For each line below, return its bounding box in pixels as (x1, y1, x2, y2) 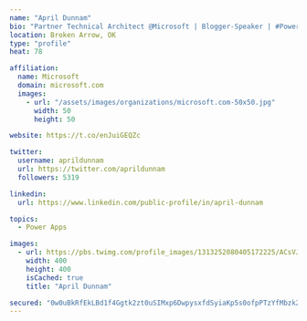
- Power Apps (17, 223, 68, 233)
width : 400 (26, 256, 68, 265)
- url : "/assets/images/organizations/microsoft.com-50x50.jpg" (26, 98, 276, 107)
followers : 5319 (17, 172, 79, 182)
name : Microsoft (17, 72, 79, 82)
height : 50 (33, 115, 76, 124)
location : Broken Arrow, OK (9, 30, 117, 39)
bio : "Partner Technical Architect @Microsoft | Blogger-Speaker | (9, 22, 272, 31)
